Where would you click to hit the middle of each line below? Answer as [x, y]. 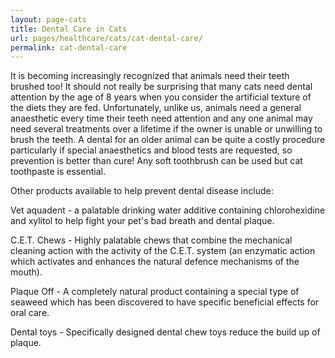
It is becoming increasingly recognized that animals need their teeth [150, 76]
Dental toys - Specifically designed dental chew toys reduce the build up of [165, 332]
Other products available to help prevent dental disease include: [142, 191]
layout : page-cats [48, 19]
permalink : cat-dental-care [69, 47]
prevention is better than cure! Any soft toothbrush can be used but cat [156, 161]
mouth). [26, 272]
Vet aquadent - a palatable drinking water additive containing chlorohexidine [168, 210]
